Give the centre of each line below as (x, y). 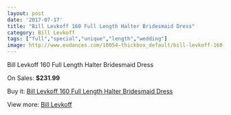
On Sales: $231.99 (34, 78)
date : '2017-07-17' (35, 20)
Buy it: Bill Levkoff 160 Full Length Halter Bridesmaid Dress (90, 91)
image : (16, 45)
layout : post (26, 13)
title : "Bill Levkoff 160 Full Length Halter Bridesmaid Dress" (101, 26)
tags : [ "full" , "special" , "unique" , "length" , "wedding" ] (87, 39)
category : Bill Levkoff (41, 33)
